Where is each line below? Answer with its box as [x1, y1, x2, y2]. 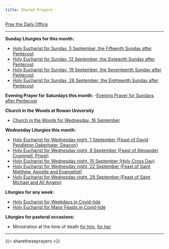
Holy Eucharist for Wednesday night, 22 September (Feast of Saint [12, 163, 151, 169]
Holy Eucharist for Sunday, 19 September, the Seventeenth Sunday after [12, 66, 162, 73]
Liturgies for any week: [5, 189, 54, 195]
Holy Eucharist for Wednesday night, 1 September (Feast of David [12, 137, 148, 143]
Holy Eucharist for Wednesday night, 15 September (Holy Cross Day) [12, 158, 155, 164]
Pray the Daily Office [5, 21, 48, 27]
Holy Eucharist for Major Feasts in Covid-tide [12, 204, 106, 210]
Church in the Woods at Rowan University [5, 107, 95, 113]
